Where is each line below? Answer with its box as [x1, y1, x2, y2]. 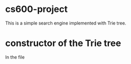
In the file [5, 54, 25, 60]
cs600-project [5, 3, 68, 15]
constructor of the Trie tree [5, 37, 121, 49]
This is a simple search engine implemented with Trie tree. [5, 20, 126, 26]
